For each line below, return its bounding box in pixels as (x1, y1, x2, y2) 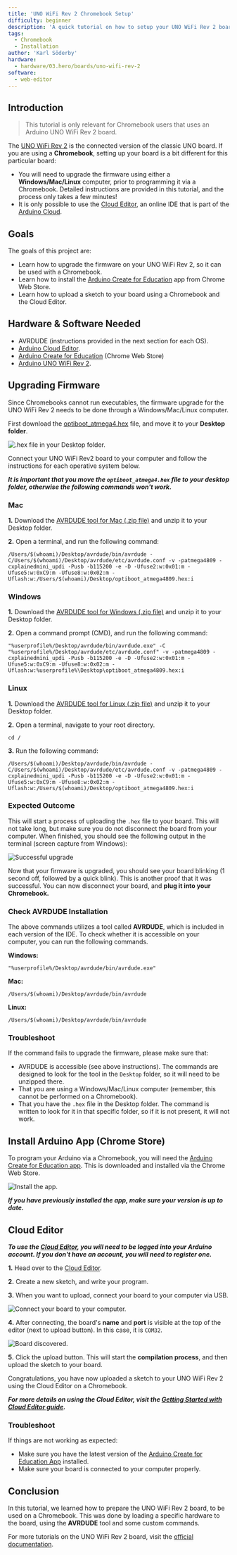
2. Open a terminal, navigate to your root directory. (8, 721, 155, 729)
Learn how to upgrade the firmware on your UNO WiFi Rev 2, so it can (18, 260, 222, 268)
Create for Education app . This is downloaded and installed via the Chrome (8, 1162, 226, 1170)
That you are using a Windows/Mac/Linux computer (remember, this (18, 1085, 217, 1093)
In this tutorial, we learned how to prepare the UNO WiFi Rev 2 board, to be (8, 1504, 225, 1513)
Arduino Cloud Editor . (18, 344, 80, 353)
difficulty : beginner (8, 17, 72, 24)
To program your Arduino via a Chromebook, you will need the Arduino (8, 1154, 213, 1162)
